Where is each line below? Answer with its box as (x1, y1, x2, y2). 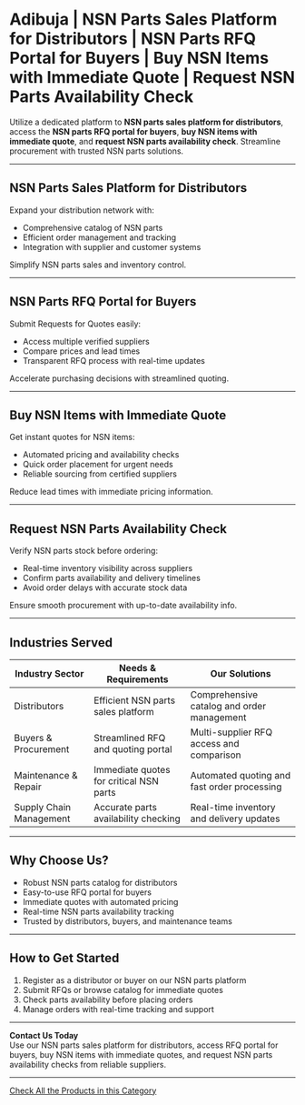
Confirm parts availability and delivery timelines (22, 573, 202, 584)
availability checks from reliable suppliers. (9, 1059, 166, 1070)
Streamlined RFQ (93, 732, 166, 744)
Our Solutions (210, 668, 271, 679)
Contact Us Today (9, 1030, 79, 1040)
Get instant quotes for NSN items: (9, 432, 135, 443)
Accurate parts (93, 801, 157, 813)
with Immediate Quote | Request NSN (9, 67, 295, 88)
